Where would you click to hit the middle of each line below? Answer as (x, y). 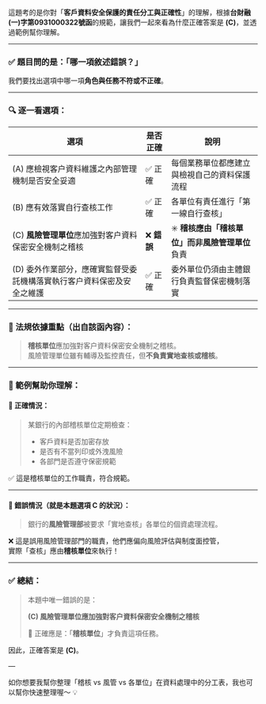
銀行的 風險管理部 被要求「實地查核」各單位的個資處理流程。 (125, 524)
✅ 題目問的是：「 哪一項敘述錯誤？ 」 (76, 62)
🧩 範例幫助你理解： (44, 385)
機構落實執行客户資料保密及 (72, 281)
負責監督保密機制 (211, 281)
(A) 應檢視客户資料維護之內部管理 (74, 168)
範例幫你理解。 (39, 32)
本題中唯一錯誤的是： (62, 600)
